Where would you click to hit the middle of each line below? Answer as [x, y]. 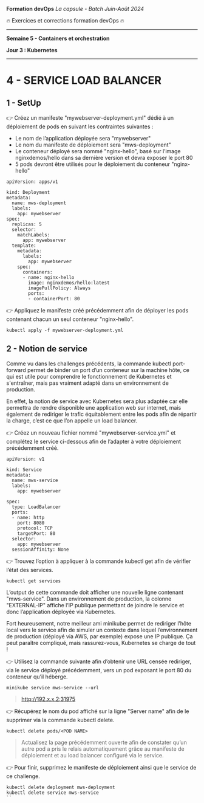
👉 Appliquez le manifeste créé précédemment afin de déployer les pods [97, 310]
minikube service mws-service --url [53, 688]
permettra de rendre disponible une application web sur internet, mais [94, 407]
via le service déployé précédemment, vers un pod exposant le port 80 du [99, 670]
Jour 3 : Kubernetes [32, 50]
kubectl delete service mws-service [53, 793]
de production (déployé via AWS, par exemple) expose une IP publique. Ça [100, 636]
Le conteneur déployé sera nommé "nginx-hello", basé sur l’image [98, 151]
